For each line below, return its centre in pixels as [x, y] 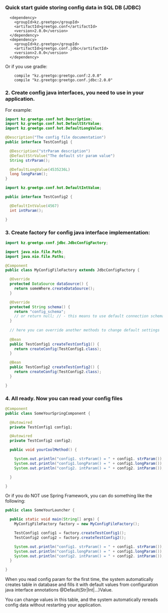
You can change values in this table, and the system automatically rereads [82, 599]
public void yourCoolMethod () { [43, 450]
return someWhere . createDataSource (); [54, 289]
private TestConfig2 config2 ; [41, 441]
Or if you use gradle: [26, 67]
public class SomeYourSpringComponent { [48, 413]
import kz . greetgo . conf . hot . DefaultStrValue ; [53, 124]
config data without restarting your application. [53, 605]
